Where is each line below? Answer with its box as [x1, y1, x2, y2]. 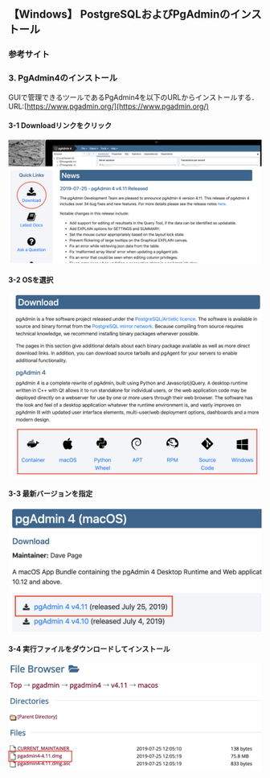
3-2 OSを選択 [8, 274, 54, 284]
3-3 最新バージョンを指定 [8, 489, 93, 499]
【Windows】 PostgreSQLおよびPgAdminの [8, 7, 231, 22]
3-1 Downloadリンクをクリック [8, 121, 112, 130]
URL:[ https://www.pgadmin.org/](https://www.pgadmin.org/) [8, 101, 209, 111]
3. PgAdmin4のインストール [8, 72, 118, 84]
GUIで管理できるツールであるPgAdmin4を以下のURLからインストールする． [8, 92, 259, 102]
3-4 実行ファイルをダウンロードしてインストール [8, 644, 170, 653]
